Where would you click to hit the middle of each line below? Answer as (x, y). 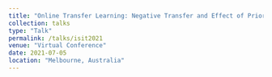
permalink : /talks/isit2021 (56, 38)
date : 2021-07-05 (38, 53)
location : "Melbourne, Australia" (67, 61)
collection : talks (39, 23)
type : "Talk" (30, 30)
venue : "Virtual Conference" (57, 46)
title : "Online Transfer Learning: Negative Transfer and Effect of (126, 16)
